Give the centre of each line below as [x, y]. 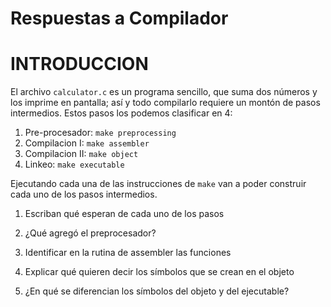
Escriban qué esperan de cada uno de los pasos [124, 214]
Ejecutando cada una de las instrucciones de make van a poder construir [158, 184]
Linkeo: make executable [74, 164]
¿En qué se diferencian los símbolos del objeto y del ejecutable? [157, 291]
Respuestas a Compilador [119, 18]
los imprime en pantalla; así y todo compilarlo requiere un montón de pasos [165, 103]
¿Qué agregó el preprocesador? [90, 233]
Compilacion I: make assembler [87, 143]
